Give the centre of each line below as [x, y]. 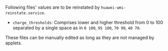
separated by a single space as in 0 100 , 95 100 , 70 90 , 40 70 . [77, 28]
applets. [14, 43]
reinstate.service [25, 13]
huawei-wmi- [113, 8]
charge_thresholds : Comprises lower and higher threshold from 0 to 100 [88, 22]
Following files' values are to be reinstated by [53, 7]
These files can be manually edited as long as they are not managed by [80, 38]
